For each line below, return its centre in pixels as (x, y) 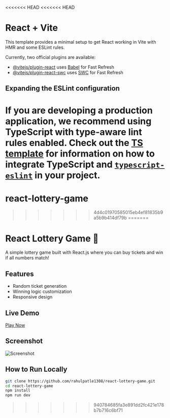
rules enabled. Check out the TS (74, 143)
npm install (18, 391)
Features (20, 274)
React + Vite (32, 28)
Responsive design (32, 297)
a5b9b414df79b (110, 218)
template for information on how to (80, 153)
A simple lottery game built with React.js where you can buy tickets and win (84, 252)
